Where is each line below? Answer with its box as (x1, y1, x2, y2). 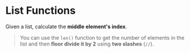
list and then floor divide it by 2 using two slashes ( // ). (19, 40, 154, 47)
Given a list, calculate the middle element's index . (5, 23, 127, 30)
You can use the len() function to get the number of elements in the (19, 34, 185, 41)
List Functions (5, 4, 76, 17)
